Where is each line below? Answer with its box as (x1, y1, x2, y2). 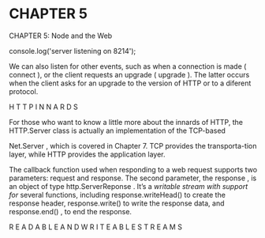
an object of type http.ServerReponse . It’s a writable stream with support (9, 181, 248, 191)
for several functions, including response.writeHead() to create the (9, 190, 226, 199)
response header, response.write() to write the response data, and (9, 198, 225, 208)
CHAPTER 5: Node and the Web (9, 31, 113, 40)
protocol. (9, 86, 39, 96)
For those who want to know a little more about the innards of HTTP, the (9, 117, 244, 127)
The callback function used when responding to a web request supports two (9, 164, 258, 174)
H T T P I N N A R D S (9, 102, 78, 111)
